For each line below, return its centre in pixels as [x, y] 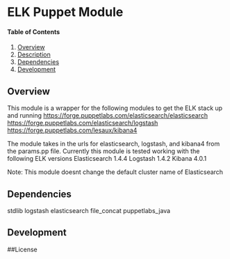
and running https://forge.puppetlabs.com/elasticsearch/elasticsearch [108, 116]
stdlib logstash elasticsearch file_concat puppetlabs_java [89, 211]
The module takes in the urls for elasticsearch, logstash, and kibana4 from [114, 144]
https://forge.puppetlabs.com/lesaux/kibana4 [72, 130]
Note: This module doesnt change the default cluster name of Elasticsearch [115, 172]
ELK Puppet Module [65, 12]
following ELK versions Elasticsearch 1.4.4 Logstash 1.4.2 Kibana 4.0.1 [107, 159]
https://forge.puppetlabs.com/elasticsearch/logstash [83, 123]
